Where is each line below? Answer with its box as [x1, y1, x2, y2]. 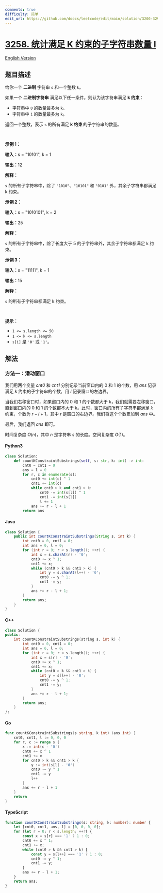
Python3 [5, 443, 23, 449]
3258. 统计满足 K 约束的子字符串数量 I [5, 38, 156, 50]
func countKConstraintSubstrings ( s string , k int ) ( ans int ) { [5, 731, 136, 736]
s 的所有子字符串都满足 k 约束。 [5, 298, 69, 304]
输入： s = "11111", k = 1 [5, 267, 49, 273]
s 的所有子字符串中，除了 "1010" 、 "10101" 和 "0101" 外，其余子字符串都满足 [5, 183, 157, 189]
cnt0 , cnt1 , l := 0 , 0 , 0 [14, 735, 66, 741]
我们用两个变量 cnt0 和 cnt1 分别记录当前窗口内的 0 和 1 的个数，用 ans [5, 382, 147, 388]
